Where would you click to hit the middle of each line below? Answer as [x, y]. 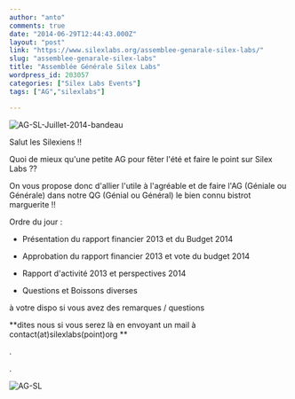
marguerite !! [32, 204]
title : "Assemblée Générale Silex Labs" [85, 67]
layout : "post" [37, 42]
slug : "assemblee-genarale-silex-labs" [83, 59]
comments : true [37, 26]
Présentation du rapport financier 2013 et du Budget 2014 [128, 239]
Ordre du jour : [36, 222]
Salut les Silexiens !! [46, 142]
